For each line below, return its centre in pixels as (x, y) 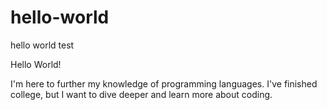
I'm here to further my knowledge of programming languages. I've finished (164, 83)
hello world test (42, 45)
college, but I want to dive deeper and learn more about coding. (141, 94)
